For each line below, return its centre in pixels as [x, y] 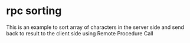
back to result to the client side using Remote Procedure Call [80, 33]
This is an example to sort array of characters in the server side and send [95, 27]
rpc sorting [34, 11]
